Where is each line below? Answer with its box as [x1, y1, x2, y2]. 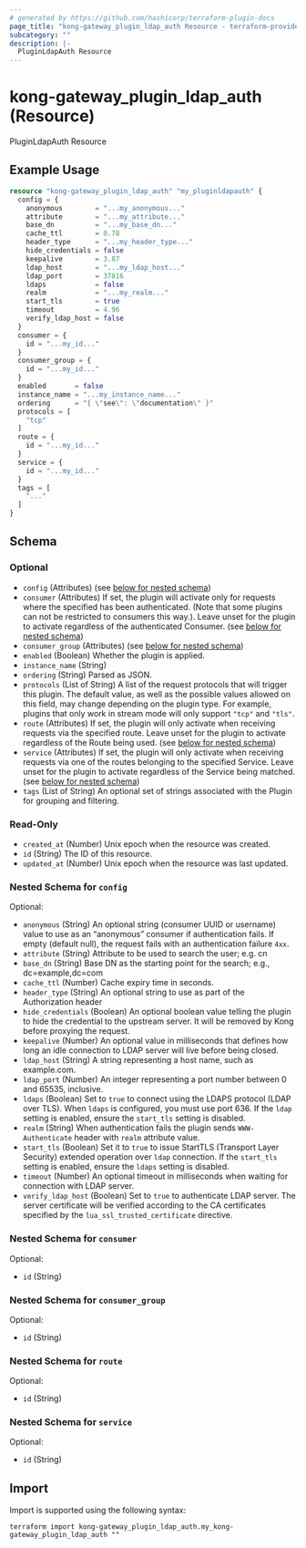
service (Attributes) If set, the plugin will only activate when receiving [22, 747, 284, 758]
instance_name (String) [22, 659, 107, 670]
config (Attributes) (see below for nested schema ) [22, 582, 211, 593]
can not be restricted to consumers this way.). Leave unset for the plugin [22, 611, 296, 622]
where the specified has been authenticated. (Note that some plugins [22, 601, 283, 612]
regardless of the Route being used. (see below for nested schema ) [22, 737, 276, 748]
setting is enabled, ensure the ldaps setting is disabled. [22, 1161, 229, 1172]
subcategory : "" [9, 30, 71, 39]
